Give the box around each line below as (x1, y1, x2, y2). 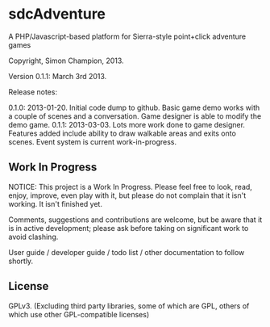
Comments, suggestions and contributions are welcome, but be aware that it (8, 215, 263, 224)
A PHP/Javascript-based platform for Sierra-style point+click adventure (8, 31, 247, 41)
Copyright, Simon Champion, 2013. (8, 56, 124, 65)
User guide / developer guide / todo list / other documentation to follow (8, 247, 245, 257)
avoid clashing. (8, 232, 59, 241)
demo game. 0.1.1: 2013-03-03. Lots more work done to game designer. (8, 119, 246, 129)
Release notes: (8, 86, 58, 97)
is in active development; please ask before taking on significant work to (8, 223, 249, 233)
